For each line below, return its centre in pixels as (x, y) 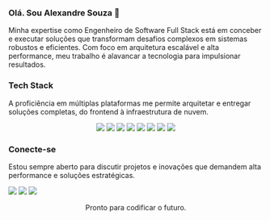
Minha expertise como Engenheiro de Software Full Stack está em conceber (135, 31)
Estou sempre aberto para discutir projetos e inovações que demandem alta (135, 166)
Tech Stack (31, 85)
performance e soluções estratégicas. (72, 175)
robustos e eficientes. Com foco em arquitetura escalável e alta (114, 48)
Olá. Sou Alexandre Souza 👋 (64, 13)
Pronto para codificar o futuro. (136, 207)
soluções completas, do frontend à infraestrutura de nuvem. (108, 111)
